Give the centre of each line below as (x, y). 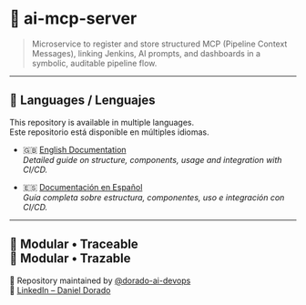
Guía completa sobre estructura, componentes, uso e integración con (153, 197)
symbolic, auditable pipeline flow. (94, 63)
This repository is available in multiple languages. (102, 122)
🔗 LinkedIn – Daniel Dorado (60, 290)
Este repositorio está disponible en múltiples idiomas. (109, 132)
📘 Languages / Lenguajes (83, 101)
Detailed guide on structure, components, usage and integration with (152, 159)
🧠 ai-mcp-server (73, 19)
